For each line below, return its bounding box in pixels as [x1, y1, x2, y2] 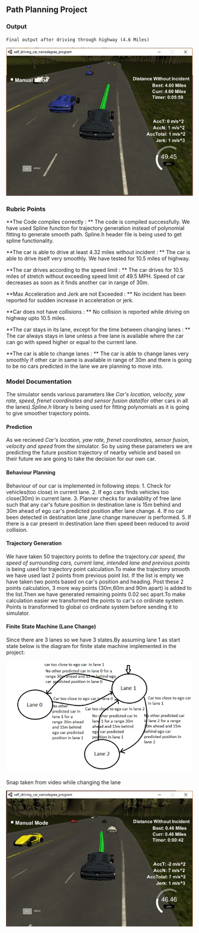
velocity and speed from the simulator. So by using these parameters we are [6, 443, 192, 450]
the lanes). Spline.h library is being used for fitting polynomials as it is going [6, 403, 190, 411]
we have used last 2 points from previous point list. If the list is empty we [6, 572, 184, 579]
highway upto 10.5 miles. [6, 314, 66, 322]
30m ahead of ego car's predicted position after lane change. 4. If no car [6, 507, 184, 514]
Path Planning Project [6, 5, 88, 15]
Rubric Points [6, 204, 46, 213]
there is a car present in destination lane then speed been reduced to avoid [6, 520, 190, 527]
